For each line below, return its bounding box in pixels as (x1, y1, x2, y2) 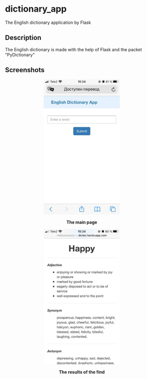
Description (5, 34, 41, 42)
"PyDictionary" (5, 52, 35, 57)
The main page (66, 219, 97, 225)
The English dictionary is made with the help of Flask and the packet (5, 46, 142, 52)
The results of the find (58, 369, 105, 375)
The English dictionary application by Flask (5, 19, 91, 25)
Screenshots (5, 66, 45, 74)
